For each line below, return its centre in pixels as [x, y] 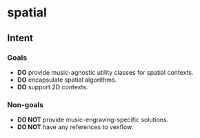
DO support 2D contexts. [52, 87]
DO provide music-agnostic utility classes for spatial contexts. [105, 72]
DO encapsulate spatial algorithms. [67, 80]
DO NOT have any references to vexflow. [75, 127]
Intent [20, 38]
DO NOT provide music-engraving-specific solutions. [93, 120]
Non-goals [25, 104]
